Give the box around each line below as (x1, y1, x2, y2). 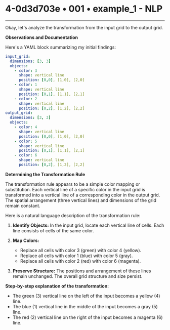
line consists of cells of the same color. (12, 227, 95, 233)
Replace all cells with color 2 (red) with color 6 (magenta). (20, 258, 141, 264)
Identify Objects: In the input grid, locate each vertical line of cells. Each (12, 222, 164, 228)
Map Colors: (12, 237, 39, 243)
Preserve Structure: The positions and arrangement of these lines (12, 268, 151, 274)
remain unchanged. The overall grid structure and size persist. (12, 273, 143, 279)
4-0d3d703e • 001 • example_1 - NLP (5, 3, 163, 15)
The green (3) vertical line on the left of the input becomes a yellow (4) (12, 293, 160, 299)
